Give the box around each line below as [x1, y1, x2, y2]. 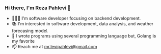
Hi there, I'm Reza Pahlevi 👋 [4, 4, 71, 11]
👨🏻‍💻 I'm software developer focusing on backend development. [11, 16, 141, 21]
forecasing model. [11, 28, 49, 34]
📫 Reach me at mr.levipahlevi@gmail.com [11, 44, 98, 50]
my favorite [11, 38, 35, 44]
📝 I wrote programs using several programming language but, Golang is [11, 33, 157, 39]
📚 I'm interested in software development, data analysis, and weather [11, 21, 154, 27]
